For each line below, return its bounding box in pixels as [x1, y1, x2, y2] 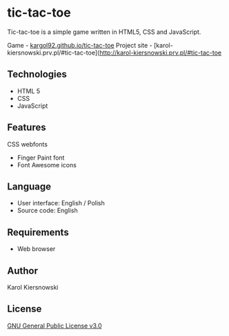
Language [7, 180, 52, 192]
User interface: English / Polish [17, 199, 106, 207]
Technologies [7, 68, 68, 80]
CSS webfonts [7, 140, 48, 148]
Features [7, 122, 46, 133]
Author [7, 265, 38, 277]
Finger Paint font [17, 153, 65, 162]
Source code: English [17, 206, 78, 215]
